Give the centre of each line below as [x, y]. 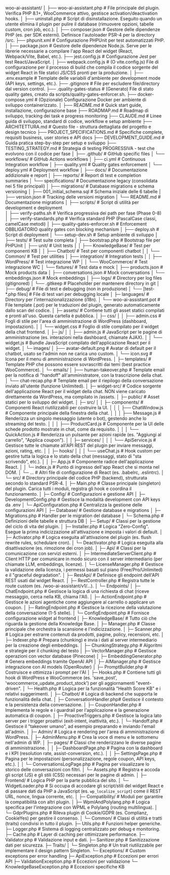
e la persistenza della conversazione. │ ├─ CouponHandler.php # [73, 705]
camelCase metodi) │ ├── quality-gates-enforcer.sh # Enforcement [76, 224]
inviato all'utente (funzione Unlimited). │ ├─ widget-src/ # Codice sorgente [83, 386]
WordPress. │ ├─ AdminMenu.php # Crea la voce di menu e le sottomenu [82, 737]
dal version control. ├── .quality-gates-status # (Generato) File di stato [79, 89]
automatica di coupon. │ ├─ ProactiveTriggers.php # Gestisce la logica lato [83, 715]
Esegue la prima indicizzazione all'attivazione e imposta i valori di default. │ [84, 532]
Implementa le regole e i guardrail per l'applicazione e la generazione [77, 710]
